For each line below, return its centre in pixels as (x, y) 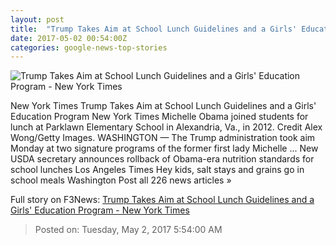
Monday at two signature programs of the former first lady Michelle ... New (164, 148)
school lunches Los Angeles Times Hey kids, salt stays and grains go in (157, 170)
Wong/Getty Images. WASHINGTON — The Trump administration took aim (163, 138)
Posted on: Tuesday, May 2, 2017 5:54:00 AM (128, 230)
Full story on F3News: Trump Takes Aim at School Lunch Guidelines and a (162, 200)
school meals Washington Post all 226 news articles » (121, 180)
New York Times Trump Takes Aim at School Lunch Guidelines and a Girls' (163, 106)
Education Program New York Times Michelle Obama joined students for (159, 117)
